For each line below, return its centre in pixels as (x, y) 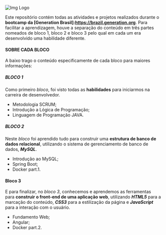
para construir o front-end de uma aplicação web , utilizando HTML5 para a (83, 197)
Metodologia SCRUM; (34, 104)
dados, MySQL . (21, 149)
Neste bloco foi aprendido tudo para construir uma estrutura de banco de (81, 139)
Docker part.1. (27, 169)
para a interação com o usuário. (38, 207)
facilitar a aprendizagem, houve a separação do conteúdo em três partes (80, 28)
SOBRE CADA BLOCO (27, 49)
